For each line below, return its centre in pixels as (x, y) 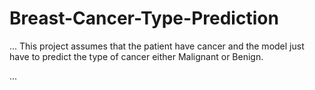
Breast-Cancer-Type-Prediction (144, 18)
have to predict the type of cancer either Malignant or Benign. (136, 56)
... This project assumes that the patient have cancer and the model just (157, 46)
